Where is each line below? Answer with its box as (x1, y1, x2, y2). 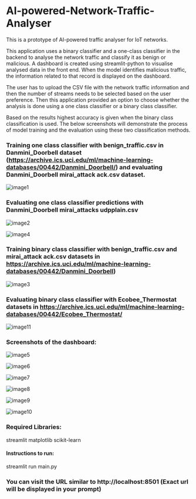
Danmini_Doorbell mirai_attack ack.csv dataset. (6, 170, 146, 179)
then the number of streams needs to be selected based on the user (6, 90, 171, 97)
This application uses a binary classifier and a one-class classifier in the (6, 47, 180, 54)
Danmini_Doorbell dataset (6, 148, 82, 156)
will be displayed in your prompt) (6, 485, 102, 493)
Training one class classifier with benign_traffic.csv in (6, 141, 164, 149)
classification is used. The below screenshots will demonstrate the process (6, 120, 188, 127)
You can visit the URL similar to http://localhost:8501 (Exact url (6, 477, 189, 485)
